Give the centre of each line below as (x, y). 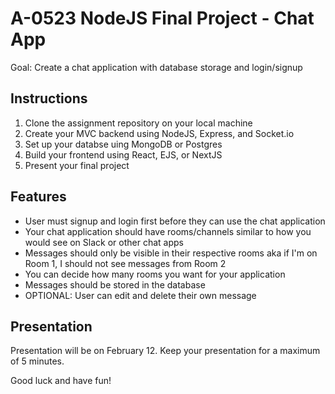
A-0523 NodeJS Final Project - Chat (162, 18)
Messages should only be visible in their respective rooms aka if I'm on (171, 253)
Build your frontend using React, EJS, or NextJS (123, 154)
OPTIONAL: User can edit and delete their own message (140, 295)
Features (38, 197)
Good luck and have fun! (61, 381)
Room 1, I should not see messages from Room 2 (125, 263)
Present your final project (77, 165)
